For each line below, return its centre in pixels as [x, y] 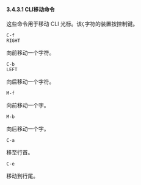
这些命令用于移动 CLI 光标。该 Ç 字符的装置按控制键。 [72, 24]
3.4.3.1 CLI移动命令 [31, 9]
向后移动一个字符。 [31, 82]
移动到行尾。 [22, 176]
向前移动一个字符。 [31, 53]
